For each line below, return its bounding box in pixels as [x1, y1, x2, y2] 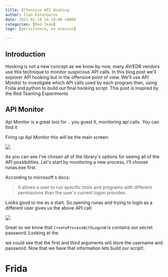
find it [5, 124, 18, 130]
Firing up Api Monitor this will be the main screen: [5, 134, 109, 140]
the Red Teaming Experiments [5, 90, 69, 96]
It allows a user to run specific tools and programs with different [17, 184, 152, 190]
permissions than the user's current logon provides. [17, 189, 127, 195]
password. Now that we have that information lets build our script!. [5, 245, 145, 251]
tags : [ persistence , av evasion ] [5, 27, 76, 32]
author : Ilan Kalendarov [5, 12, 58, 17]
